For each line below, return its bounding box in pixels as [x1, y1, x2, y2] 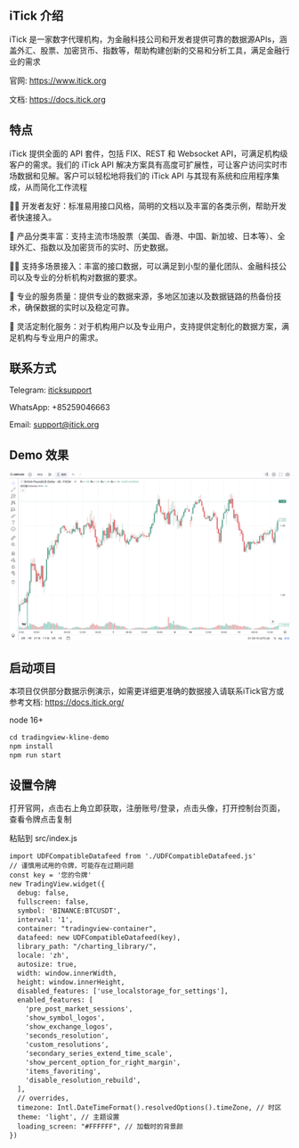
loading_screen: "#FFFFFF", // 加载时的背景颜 [17, 1122, 184, 1131]
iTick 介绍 [9, 8, 64, 24]
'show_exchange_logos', [25, 1022, 114, 1032]
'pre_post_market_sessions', [25, 1004, 133, 1014]
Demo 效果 [9, 447, 69, 462]
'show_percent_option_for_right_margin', [25, 1058, 181, 1068]
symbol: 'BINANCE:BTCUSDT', [17, 906, 122, 916]
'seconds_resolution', [25, 1031, 109, 1041]
